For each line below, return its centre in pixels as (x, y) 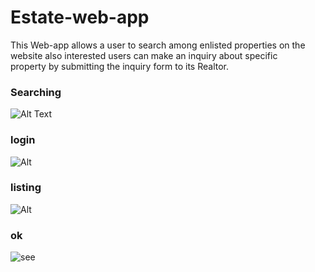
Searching (36, 92)
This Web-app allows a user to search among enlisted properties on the (158, 45)
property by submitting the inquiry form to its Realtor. (120, 66)
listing (26, 188)
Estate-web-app (80, 17)
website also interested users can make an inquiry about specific (144, 55)
